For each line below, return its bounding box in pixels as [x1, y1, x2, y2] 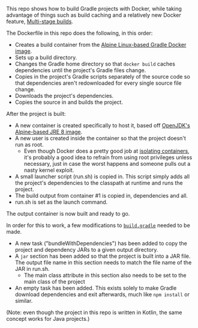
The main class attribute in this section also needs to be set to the [23, 272, 187, 279]
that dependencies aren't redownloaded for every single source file [14, 79, 182, 87]
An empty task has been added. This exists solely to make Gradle [14, 285, 177, 291]
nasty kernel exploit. [23, 166, 74, 174]
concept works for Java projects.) [6, 315, 90, 322]
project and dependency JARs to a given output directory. [14, 246, 158, 253]
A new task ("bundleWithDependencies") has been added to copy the [14, 240, 188, 247]
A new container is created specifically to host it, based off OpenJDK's [14, 122, 190, 129]
